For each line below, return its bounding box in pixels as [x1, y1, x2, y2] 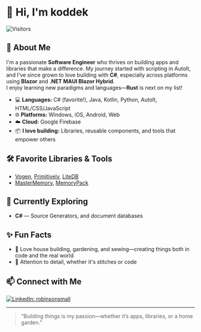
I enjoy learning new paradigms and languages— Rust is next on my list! [6, 84, 182, 91]
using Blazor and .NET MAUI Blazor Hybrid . [6, 77, 115, 84]
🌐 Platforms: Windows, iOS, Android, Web [14, 111, 120, 118]
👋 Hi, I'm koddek [6, 5, 89, 19]
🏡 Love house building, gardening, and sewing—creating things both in [14, 246, 190, 253]
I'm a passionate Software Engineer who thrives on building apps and [6, 58, 179, 65]
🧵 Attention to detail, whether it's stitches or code [14, 258, 138, 265]
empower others [14, 135, 56, 143]
